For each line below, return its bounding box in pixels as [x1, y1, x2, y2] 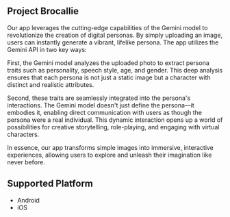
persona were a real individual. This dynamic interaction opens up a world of [7, 116, 223, 124]
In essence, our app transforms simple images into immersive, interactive [7, 143, 214, 151]
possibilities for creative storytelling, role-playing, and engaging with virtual [7, 123, 220, 131]
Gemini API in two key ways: [7, 45, 87, 53]
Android [16, 196, 40, 204]
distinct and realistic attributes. [7, 80, 94, 88]
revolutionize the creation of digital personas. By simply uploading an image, [7, 31, 223, 39]
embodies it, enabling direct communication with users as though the [7, 108, 202, 116]
